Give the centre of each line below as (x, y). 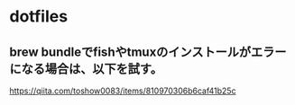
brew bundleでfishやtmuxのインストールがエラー (148, 52)
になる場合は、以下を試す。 (86, 69)
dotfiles (39, 17)
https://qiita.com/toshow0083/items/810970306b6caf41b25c (123, 91)
